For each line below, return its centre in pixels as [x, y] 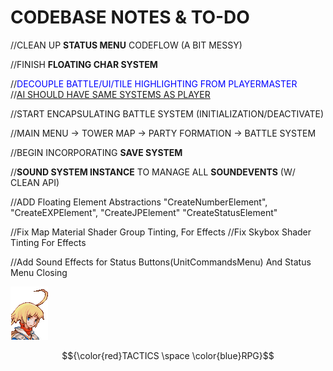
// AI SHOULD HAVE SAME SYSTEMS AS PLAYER [110, 94]
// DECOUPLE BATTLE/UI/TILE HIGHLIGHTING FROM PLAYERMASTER [154, 83]
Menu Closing [39, 272]
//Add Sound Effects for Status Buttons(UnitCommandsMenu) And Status [161, 262]
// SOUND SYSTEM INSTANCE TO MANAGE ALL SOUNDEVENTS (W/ [153, 172]
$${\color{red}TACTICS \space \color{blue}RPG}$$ [168, 355]
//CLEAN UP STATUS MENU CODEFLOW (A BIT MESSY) [126, 45]
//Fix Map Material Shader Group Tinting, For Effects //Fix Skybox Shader [161, 232]
